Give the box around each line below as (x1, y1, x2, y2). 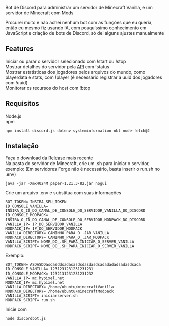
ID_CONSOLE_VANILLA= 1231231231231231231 (5, 267, 94, 272)
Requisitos (5, 99, 39, 108)
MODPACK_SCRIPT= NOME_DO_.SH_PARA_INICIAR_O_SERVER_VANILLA (5, 244, 135, 249)
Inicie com (5, 306, 27, 312)
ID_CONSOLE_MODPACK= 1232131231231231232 (5, 271, 94, 277)
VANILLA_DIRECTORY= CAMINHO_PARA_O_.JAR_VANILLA (5, 231, 109, 236)
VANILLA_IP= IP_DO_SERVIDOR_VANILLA (5, 222, 82, 227)
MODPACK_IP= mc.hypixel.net (5, 280, 65, 285)
